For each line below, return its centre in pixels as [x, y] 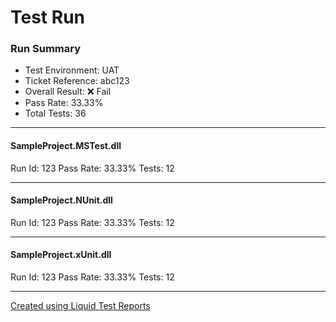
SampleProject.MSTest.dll [66, 146]
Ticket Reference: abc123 [77, 81]
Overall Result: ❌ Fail [68, 92]
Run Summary [46, 49]
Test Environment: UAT [72, 70]
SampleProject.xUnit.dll [61, 255]
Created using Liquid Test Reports [80, 306]
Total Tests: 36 [55, 113]
